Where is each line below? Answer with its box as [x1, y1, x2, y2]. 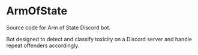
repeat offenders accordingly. [6, 42, 80, 49]
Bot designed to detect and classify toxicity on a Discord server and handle [6, 35, 192, 42]
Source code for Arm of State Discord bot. [6, 24, 111, 31]
